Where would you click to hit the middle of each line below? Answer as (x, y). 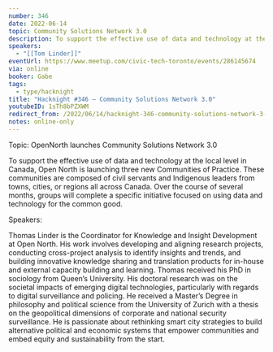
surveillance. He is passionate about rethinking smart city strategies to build (135, 321)
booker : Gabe (30, 76)
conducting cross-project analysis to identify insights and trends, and (125, 252)
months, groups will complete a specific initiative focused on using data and (136, 195)
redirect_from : (34, 115)
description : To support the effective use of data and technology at (130, 39)
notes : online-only (41, 122)
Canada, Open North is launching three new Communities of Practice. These (136, 169)
